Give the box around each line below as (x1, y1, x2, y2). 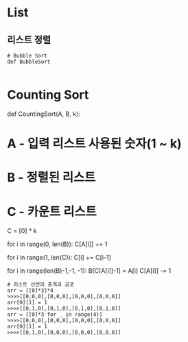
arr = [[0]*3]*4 (7, 287, 54, 294)
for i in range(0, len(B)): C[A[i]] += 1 (7, 240, 108, 248)
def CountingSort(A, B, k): (7, 110, 80, 118)
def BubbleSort (7, 58, 51, 65)
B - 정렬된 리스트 (7, 170, 96, 186)
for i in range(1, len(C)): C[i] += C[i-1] (7, 254, 111, 262)
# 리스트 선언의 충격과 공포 (7, 281, 75, 289)
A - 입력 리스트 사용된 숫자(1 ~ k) (7, 136, 182, 151)
